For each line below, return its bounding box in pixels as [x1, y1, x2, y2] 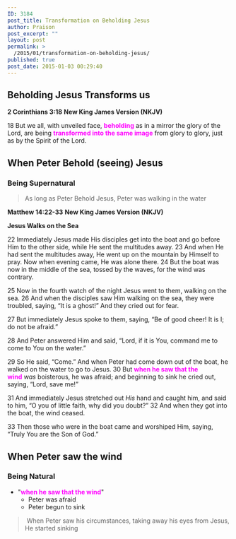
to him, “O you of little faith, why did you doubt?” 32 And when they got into [7, 401, 228, 410]
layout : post [7, 37, 46, 44]
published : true [7, 57, 55, 64]
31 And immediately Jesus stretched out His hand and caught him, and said [7, 393, 227, 403]
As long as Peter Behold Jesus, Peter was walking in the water [24, 194, 207, 203]
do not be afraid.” [7, 323, 59, 331]
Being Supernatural [7, 178, 76, 188]
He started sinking [24, 523, 78, 532]
